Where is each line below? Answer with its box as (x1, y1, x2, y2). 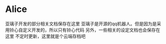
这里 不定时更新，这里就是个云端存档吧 (5, 33, 86, 39)
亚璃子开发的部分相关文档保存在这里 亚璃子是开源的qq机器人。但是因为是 (5, 20, 157, 26)
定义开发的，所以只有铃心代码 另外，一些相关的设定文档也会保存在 (22, 26, 160, 33)
